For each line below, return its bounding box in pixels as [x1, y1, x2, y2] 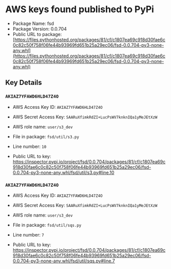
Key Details [5, 78, 42, 87]
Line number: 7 [12, 231, 44, 237]
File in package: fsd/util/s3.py [12, 133, 79, 139]
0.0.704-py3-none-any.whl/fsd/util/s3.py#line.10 [12, 169, 115, 175]
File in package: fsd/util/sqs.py [12, 222, 81, 228]
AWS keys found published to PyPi [5, 4, 154, 15]
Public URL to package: [12, 31, 62, 37]
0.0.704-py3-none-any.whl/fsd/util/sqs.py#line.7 [12, 258, 116, 264]
